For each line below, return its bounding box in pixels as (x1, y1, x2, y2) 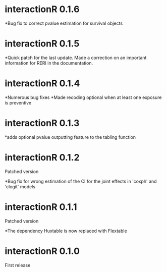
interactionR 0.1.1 (5, 201, 77, 212)
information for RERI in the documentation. (5, 60, 93, 66)
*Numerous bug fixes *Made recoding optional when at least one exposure (5, 94, 162, 100)
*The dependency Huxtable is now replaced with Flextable (5, 228, 127, 234)
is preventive (5, 99, 31, 105)
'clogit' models (5, 183, 36, 190)
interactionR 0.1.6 (5, 4, 80, 15)
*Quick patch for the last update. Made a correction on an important (5, 55, 147, 61)
